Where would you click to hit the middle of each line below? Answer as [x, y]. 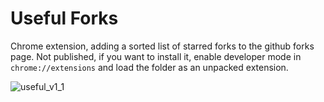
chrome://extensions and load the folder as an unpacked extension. [149, 67]
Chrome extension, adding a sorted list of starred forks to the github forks [162, 46]
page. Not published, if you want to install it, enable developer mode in [156, 56]
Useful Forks [64, 18]
